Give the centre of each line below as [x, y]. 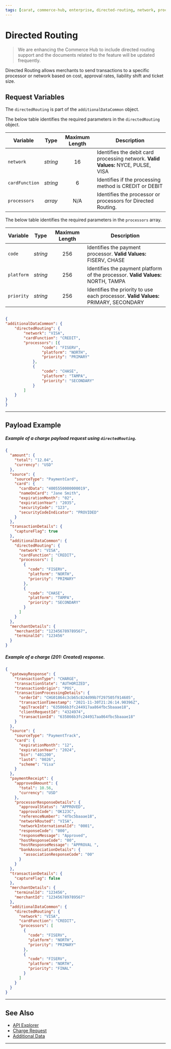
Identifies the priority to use [120, 290]
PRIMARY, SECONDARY [116, 302]
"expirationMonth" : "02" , [46, 498]
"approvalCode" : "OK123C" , [47, 812]
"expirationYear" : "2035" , [47, 503]
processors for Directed [125, 201]
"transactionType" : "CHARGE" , [47, 679]
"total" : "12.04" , [34, 460]
